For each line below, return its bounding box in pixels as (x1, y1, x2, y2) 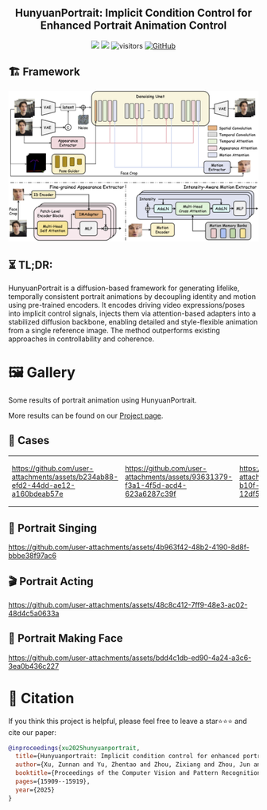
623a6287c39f (124, 489, 176, 498)
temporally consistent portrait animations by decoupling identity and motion (8, 292, 257, 301)
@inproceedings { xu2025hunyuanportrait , (8, 744, 141, 752)
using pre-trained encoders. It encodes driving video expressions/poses (8, 301, 245, 310)
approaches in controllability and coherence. (8, 334, 155, 344)
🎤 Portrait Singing (8, 521, 98, 535)
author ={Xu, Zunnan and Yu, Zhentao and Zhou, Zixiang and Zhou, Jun (15, 761, 250, 769)
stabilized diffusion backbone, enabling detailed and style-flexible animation (8, 317, 258, 327)
